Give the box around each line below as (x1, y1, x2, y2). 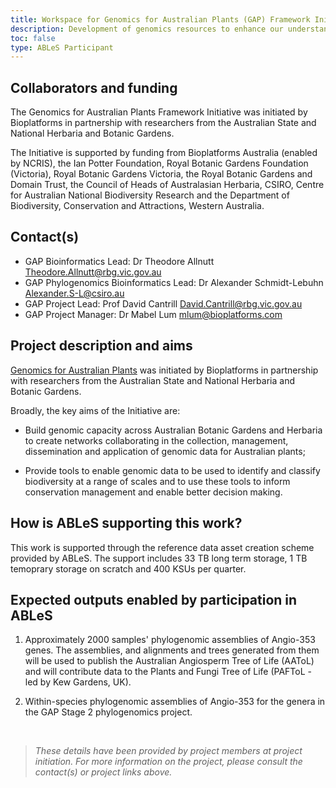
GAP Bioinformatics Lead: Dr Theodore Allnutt (24, 255, 215, 267)
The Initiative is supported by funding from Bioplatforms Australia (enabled (10, 147, 318, 159)
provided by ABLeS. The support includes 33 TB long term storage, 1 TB (10, 552, 308, 564)
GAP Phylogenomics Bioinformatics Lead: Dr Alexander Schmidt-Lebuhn (24, 276, 324, 288)
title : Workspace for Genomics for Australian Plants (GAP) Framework (10, 14, 311, 25)
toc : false (10, 33, 56, 43)
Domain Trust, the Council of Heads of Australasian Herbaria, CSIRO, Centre (10, 179, 325, 191)
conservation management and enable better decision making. (24, 486, 283, 498)
